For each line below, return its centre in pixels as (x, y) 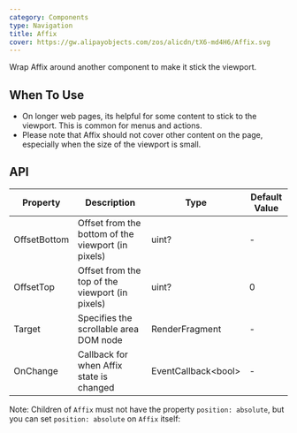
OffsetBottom (42, 239)
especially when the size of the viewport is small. (111, 144)
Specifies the (105, 317)
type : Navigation (41, 26)
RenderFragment (187, 329)
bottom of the (106, 233)
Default (267, 197)
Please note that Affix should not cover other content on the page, (142, 135)
